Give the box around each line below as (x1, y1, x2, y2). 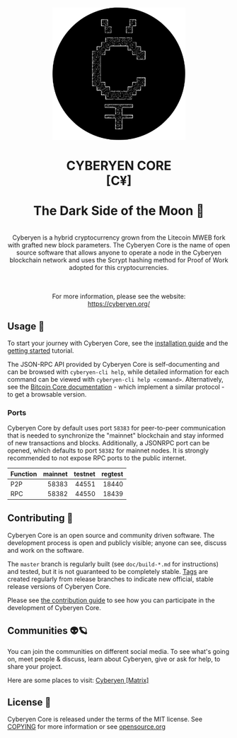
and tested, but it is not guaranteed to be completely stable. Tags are (7, 567, 209, 575)
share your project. (7, 662, 63, 671)
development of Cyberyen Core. (7, 603, 101, 611)
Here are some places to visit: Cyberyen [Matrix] (7, 676, 149, 684)
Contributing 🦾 (7, 512, 74, 525)
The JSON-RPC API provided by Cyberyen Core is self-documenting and (7, 361, 220, 369)
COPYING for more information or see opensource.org (7, 722, 166, 731)
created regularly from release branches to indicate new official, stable (7, 575, 214, 583)
